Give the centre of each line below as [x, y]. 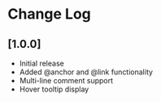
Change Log [49, 14]
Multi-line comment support [66, 81]
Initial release [41, 63]
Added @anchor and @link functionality [86, 72]
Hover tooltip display [54, 89]
